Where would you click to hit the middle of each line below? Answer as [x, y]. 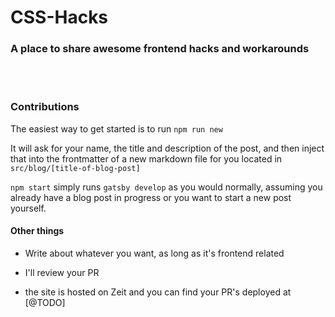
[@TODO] [45, 302]
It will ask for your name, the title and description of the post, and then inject [167, 148]
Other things [37, 231]
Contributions [45, 107]
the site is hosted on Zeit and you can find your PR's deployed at [158, 292]
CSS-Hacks [59, 17]
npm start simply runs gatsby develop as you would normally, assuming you [166, 187]
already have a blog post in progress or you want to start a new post [151, 197]
